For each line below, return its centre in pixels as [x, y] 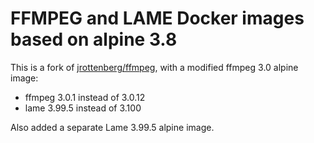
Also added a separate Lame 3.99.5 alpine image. [112, 127]
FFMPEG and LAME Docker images [157, 18]
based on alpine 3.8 [94, 39]
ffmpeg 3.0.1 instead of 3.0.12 [85, 97]
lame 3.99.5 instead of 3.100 [83, 108]
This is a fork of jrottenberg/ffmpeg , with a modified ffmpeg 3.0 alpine [154, 67]
